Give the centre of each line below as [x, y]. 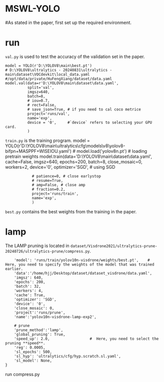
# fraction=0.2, [48, 189]
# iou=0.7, [39, 100]
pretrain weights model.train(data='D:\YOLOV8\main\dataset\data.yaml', [79, 156]
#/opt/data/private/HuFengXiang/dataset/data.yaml [59, 79]
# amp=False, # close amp [58, 185]
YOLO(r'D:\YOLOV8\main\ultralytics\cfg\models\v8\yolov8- [65, 146]
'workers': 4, [29, 291]
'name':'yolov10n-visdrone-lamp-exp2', [55, 317]
